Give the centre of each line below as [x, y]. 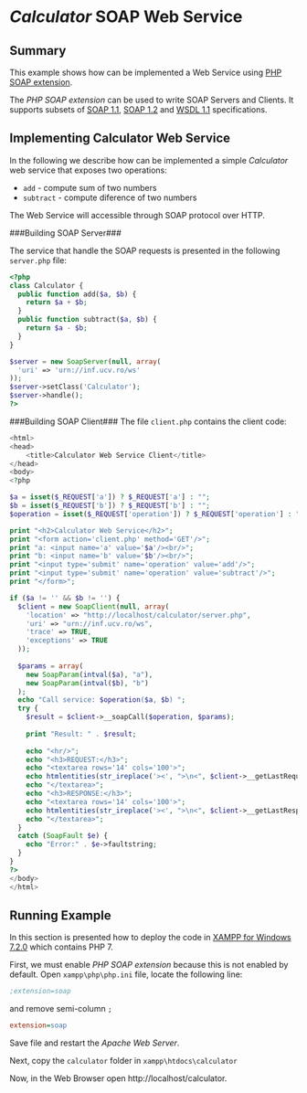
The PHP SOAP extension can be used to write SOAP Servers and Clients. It [152, 100]
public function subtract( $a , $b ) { [87, 320]
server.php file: [38, 260]
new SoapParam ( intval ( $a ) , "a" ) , [90, 674]
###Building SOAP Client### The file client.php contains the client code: [148, 421]
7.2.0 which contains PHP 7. [62, 947]
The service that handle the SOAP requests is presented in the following [145, 250]
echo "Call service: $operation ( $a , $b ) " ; [101, 700]
